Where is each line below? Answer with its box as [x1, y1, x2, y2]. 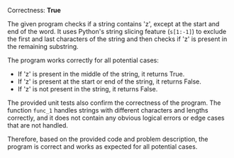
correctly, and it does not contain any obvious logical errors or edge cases [7, 113, 225, 122]
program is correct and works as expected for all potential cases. [7, 142, 198, 151]
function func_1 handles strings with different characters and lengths [7, 106, 208, 114]
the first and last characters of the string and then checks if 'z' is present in [7, 35, 228, 43]
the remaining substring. [7, 43, 79, 50]
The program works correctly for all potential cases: [7, 56, 160, 64]
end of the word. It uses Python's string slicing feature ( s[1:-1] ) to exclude [7, 28, 227, 35]
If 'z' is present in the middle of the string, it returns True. [17, 70, 185, 78]
